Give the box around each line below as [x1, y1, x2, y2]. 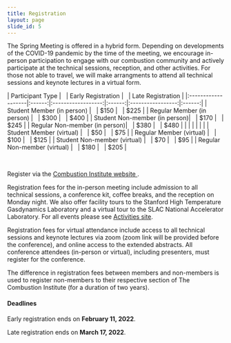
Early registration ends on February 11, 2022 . [7, 315, 136, 323]
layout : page [7, 17, 45, 23]
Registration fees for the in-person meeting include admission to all [7, 184, 199, 192]
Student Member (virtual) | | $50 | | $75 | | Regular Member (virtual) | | [7, 128, 217, 137]
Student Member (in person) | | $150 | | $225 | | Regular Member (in [7, 106, 207, 115]
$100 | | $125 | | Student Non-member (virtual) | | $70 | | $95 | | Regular [7, 136, 221, 144]
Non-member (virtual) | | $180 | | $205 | [7, 143, 127, 152]
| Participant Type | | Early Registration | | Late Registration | [7, 92, 184, 100]
